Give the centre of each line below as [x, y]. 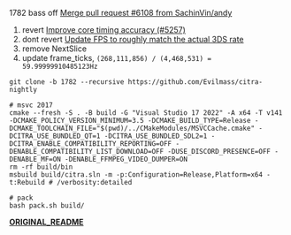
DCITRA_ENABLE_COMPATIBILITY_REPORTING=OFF [91, 144]
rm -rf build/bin [41, 167]
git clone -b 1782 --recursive [67, 82]
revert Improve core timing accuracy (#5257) [103, 30]
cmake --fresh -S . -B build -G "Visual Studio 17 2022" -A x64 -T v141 [146, 113]
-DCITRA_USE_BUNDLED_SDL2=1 [156, 136]
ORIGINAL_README [46, 222]
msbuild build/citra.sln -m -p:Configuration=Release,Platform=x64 [136, 175]
